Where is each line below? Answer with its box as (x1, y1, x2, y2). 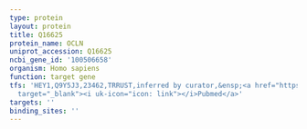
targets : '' (9, 97, 55, 107)
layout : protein (9, 22, 71, 31)
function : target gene (9, 73, 96, 82)
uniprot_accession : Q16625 (9, 47, 112, 56)
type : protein (9, 13, 64, 23)
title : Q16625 (9, 30, 64, 39)
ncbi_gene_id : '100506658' (9, 55, 112, 64)
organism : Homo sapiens (9, 64, 101, 74)
